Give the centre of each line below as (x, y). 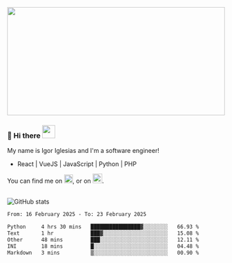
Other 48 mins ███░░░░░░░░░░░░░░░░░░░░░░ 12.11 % (103, 239)
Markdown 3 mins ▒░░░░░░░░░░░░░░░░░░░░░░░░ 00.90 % (103, 253)
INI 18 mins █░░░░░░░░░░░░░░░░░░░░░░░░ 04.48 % (103, 246)
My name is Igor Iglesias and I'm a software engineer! (84, 151)
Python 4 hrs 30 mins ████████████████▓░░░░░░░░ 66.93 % (103, 227)
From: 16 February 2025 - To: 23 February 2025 (77, 215)
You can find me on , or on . (56, 181)
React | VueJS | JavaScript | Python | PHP (77, 164)
